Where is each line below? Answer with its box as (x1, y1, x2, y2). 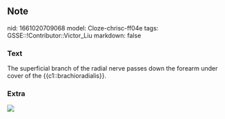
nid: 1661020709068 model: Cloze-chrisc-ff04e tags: (7, 24, 159, 32)
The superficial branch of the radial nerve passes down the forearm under (7, 64, 218, 73)
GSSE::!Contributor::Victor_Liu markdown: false (7, 31, 141, 39)
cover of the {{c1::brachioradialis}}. (7, 72, 107, 80)
